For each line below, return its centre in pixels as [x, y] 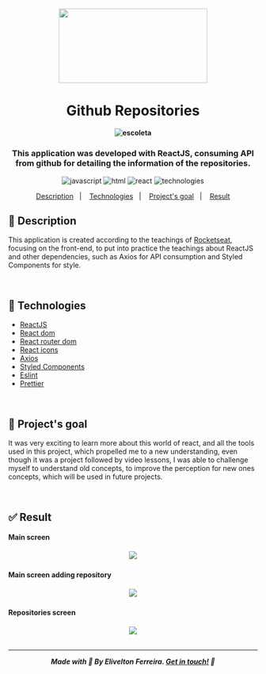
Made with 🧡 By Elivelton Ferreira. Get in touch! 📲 [133, 661]
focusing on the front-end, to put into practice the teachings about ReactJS [131, 248]
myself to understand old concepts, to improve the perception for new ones [131, 469]
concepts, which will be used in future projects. [85, 477]
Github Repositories [133, 111]
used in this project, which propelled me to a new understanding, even [123, 452]
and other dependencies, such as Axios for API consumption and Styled [125, 257]
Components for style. [45, 265]
